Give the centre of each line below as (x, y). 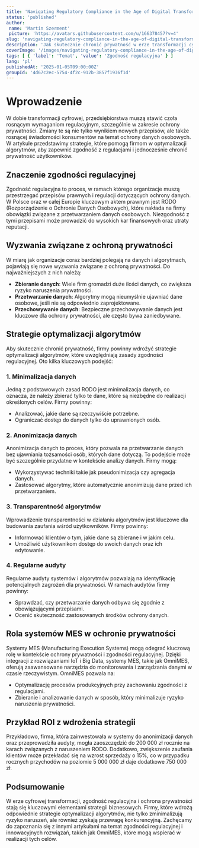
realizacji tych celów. (32, 839)
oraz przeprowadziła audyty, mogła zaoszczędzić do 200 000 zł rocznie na (98, 743)
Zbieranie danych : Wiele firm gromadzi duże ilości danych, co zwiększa (103, 284)
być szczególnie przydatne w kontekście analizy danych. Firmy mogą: (92, 461)
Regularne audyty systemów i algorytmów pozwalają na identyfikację (91, 578)
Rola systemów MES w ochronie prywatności (91, 634)
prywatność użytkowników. (39, 156)
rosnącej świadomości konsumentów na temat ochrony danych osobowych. (99, 137)
